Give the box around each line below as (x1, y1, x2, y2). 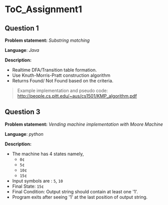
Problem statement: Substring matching (5, 37, 90, 43)
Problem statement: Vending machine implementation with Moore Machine (5, 121, 163, 127)
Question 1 (5, 24, 39, 33)
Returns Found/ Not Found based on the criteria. (12, 78, 114, 83)
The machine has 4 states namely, (12, 151, 84, 157)
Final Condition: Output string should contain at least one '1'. (12, 188, 138, 194)
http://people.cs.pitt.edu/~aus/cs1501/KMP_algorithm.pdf (17, 93, 138, 99)
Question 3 (5, 108, 41, 116)
